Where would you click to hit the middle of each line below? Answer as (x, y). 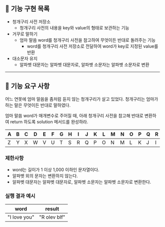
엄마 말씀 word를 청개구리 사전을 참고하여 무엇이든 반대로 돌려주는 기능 (87, 40)
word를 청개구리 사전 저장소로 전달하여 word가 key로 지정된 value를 (93, 46)
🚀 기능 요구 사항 (27, 86)
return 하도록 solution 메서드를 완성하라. (49, 121)
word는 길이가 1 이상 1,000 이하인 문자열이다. (56, 170)
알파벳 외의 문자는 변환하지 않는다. (45, 175)
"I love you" (21, 217)
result (52, 209)
